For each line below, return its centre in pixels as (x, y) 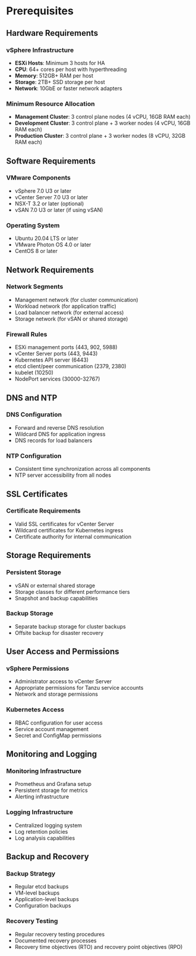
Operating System (33, 225)
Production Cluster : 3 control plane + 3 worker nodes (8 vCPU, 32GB (100, 136)
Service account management (52, 729)
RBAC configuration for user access (59, 723)
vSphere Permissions (38, 668)
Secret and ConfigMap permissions (58, 735)
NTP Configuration (34, 456)
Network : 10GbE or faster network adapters (69, 88)
